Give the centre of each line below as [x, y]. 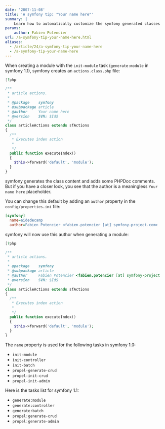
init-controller [29, 360]
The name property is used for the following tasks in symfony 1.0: [70, 345]
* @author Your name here [38, 112]
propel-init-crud [30, 376]
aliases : [14, 42]
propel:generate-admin [36, 422]
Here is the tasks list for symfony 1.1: [42, 390]
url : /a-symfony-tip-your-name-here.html [48, 38]
